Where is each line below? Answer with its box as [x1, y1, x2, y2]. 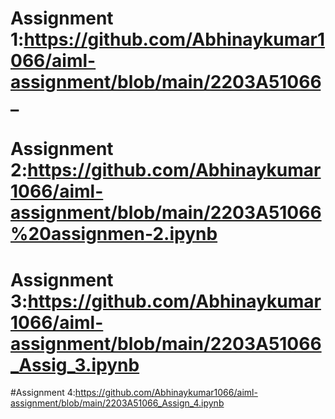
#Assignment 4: [10, 387, 76, 399]
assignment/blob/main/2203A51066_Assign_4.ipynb [10, 397, 225, 409]
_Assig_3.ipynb [10, 353, 140, 376]
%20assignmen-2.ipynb [10, 223, 218, 246]
